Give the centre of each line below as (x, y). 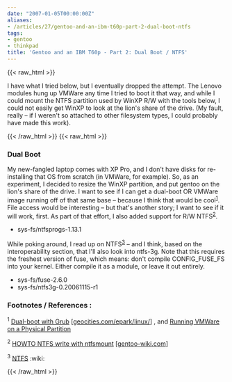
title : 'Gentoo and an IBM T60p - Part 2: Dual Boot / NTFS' (98, 53)
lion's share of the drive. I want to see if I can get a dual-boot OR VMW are (113, 191)
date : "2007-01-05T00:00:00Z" (51, 14)
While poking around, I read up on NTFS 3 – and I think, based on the (105, 244)
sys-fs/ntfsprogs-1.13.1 (49, 230)
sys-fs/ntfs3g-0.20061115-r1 (58, 287)
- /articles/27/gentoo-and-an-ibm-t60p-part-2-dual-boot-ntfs (99, 26)
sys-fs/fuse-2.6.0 (42, 280)
